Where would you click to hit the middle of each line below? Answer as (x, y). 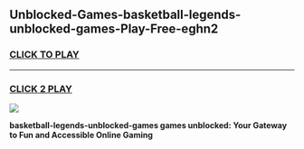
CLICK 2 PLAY (41, 88)
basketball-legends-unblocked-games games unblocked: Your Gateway (148, 125)
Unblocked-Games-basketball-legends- (125, 15)
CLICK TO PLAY (44, 55)
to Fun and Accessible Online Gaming (81, 135)
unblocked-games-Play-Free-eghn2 (114, 29)
